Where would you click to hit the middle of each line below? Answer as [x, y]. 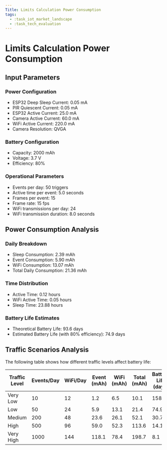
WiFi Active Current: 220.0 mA [43, 124]
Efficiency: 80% [29, 163]
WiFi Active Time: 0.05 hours [42, 300]
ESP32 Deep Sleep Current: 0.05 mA [50, 102]
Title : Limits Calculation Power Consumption [53, 10]
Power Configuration [31, 91]
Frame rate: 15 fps [31, 203]
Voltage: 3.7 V [27, 158]
